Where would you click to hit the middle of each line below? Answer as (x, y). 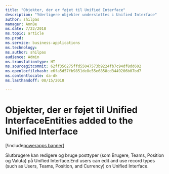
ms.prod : (14, 38)
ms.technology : (21, 48)
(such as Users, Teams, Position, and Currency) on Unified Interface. (77, 166)
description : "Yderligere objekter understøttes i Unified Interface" (81, 15)
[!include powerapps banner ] (35, 145)
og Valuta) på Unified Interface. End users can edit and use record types (80, 160)
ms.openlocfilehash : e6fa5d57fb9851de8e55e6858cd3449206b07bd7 (73, 71)
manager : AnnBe (21, 24)
